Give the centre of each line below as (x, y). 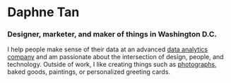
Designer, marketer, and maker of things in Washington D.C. (112, 34)
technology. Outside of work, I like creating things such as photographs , (112, 65)
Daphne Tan (43, 12)
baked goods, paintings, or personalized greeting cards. (89, 72)
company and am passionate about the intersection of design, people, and (115, 57)
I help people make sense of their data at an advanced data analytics (108, 49)
